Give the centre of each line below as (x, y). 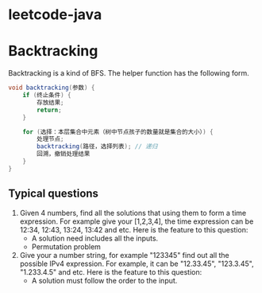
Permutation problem (66, 246)
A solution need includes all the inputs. (95, 238)
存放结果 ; (51, 102)
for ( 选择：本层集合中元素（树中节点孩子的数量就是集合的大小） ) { (118, 132)
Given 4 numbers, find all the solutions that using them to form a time (133, 213)
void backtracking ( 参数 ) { (52, 88)
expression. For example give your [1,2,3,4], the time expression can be (137, 221)
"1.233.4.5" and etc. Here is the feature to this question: (111, 272)
